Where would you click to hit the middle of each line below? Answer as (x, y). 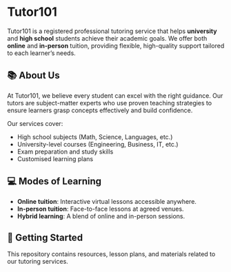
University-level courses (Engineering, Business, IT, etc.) (98, 144)
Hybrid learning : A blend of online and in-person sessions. (101, 216)
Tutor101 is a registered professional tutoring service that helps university (112, 31)
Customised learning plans (55, 158)
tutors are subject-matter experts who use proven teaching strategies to (110, 103)
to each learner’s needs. (41, 53)
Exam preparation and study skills (65, 151)
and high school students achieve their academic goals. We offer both (107, 38)
